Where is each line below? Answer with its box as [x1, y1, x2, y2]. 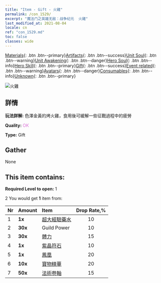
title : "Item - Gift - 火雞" [5, 7, 63, 12]
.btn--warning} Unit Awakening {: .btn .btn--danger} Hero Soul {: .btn [5, 57, 140, 63]
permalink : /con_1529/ [5, 12, 51, 17]
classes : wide [5, 39, 34, 44]
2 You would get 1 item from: [5, 196, 62, 202]
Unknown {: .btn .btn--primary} [14, 73, 76, 79]
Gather [5, 146, 27, 154]
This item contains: [5, 173, 65, 181]
